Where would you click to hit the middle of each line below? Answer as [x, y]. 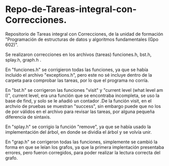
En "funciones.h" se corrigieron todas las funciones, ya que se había [77, 70]
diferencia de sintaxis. [28, 117]
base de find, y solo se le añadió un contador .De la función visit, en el [78, 101]
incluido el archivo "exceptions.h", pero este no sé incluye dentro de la [79, 75]
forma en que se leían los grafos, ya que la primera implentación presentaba [85, 147]
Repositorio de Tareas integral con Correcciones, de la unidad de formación [84, 34]
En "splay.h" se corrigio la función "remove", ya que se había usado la [78, 127]
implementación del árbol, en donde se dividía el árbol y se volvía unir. [78, 132]
